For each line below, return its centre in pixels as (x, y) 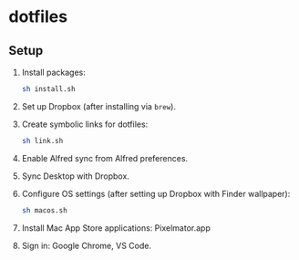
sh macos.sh (44, 210)
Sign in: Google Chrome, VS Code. (87, 245)
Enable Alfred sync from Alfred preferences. (105, 158)
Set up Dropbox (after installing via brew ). (99, 106)
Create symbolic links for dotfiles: (85, 124)
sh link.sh (42, 140)
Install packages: (53, 72)
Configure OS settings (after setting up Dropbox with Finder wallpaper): (156, 193)
